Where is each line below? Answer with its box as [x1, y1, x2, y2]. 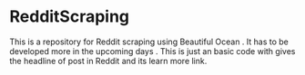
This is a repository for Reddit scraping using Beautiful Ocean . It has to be [9, 36, 290, 47]
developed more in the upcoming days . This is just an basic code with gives [9, 45, 296, 56]
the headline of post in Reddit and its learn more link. [9, 55, 208, 66]
